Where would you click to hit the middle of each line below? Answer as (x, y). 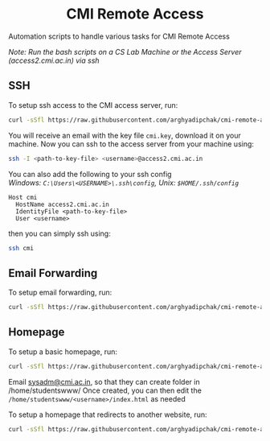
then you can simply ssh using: (59, 233)
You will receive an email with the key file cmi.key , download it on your (125, 135)
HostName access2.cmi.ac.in (63, 204)
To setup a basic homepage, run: (63, 352)
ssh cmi (21, 248)
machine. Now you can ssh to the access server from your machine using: (131, 144)
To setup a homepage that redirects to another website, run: (108, 414)
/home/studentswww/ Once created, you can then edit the (105, 390)
